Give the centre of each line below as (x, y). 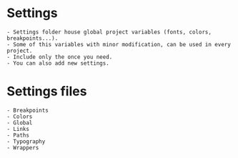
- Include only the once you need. (60, 57)
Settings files (47, 91)
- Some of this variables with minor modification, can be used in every (119, 44)
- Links (18, 129)
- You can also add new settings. (58, 63)
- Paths (18, 135)
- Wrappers (23, 147)
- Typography (26, 141)
